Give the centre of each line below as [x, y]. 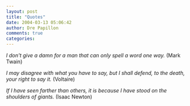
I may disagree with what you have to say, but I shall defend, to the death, [96, 73]
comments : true [25, 33]
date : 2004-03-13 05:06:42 [39, 22]
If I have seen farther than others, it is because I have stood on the [87, 90]
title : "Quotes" [26, 17]
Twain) [14, 61]
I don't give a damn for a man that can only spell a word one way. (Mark [93, 55]
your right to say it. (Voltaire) [41, 79]
